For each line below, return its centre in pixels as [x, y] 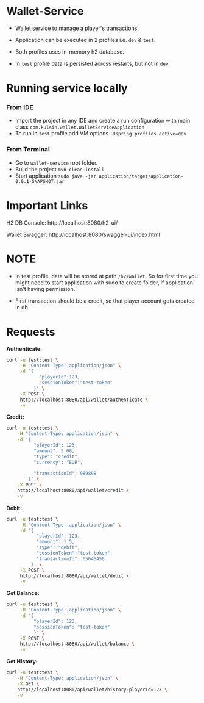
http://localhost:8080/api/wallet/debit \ [75, 576]
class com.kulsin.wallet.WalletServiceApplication [80, 127]
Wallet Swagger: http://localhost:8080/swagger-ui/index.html [83, 234]
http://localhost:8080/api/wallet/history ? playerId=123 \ [92, 690]
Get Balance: [23, 593]
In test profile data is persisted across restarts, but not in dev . [93, 63]
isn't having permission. [45, 289]
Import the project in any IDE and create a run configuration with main [103, 121]
